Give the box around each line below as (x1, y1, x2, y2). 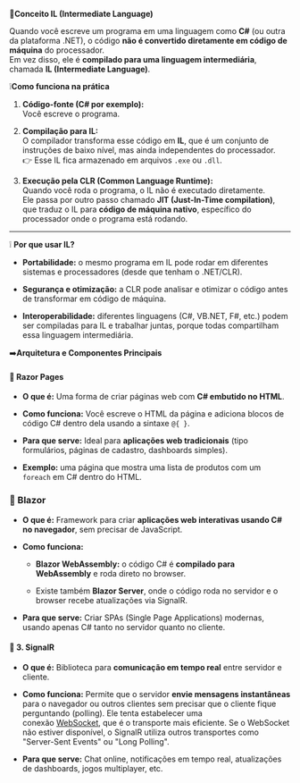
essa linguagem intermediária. (21, 330, 134, 340)
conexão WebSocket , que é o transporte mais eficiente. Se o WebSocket (21, 717, 290, 728)
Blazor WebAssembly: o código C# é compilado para (35, 559, 235, 569)
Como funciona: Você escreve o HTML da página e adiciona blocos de (21, 408, 284, 419)
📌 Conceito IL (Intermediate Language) (9, 9, 154, 19)
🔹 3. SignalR (9, 642, 55, 652)
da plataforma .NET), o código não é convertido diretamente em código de (9, 36, 287, 46)
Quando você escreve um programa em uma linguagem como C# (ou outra (9, 26, 286, 36)
